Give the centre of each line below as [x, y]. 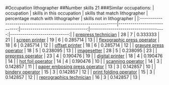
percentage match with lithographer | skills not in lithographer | [71, 18]
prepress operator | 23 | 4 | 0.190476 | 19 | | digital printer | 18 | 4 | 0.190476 [84, 56]
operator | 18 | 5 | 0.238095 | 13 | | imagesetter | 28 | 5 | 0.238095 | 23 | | [81, 51]
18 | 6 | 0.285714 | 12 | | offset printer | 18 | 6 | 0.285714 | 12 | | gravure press [84, 45]
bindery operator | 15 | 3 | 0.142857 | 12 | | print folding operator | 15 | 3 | [80, 72]
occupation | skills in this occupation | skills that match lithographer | [76, 13]
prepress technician [96, 34]
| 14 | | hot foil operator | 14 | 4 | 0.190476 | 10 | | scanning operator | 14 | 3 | [84, 61]
